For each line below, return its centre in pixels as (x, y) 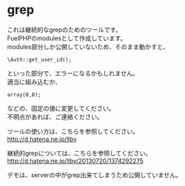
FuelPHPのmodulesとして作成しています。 (67, 38)
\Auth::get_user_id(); (39, 59)
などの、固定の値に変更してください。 (61, 108)
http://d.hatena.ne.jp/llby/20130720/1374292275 (75, 161)
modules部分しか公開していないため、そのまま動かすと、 (88, 46)
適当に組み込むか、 (34, 81)
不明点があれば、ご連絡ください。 (55, 117)
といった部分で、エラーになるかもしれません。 (73, 73)
